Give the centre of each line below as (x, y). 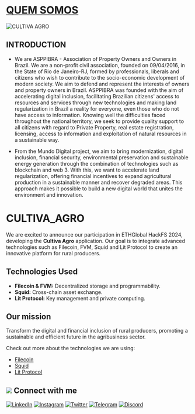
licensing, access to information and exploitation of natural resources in (100, 134)
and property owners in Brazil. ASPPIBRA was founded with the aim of (99, 90)
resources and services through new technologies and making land (95, 102)
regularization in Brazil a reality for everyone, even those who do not (97, 108)
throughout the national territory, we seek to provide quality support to (99, 121)
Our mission (29, 317)
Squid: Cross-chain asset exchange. (59, 292)
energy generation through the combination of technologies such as (96, 163)
